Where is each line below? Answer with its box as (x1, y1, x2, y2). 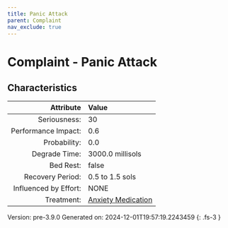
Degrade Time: (31, 149, 81, 159)
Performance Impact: (11, 126, 81, 136)
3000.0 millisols (88, 149, 142, 159)
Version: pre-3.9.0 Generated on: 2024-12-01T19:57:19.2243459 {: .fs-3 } (7, 213, 222, 222)
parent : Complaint (7, 17, 62, 24)
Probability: (43, 138, 81, 148)
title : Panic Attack (7, 10, 69, 18)
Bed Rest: (49, 160, 81, 170)
